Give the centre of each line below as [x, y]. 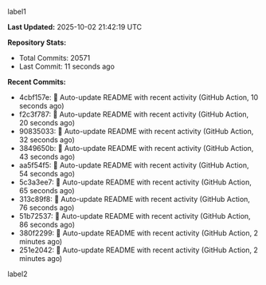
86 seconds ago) [47, 224]
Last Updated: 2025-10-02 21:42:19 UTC [75, 27]
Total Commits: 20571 [55, 58]
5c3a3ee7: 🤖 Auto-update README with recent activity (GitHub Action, [135, 182]
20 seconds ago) [47, 123]
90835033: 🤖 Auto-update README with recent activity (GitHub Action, [136, 131]
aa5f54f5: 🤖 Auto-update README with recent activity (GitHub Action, [134, 165]
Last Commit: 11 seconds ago [66, 66]
